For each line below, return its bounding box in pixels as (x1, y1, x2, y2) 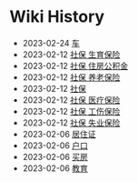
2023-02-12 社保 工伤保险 (22, 106, 121, 116)
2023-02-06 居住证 (22, 128, 97, 139)
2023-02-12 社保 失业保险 (22, 116, 121, 128)
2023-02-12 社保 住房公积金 (22, 60, 129, 71)
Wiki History (9, 6, 105, 27)
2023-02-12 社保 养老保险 (22, 71, 121, 83)
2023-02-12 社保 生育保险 (22, 48, 121, 60)
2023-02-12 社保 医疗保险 (22, 94, 121, 106)
